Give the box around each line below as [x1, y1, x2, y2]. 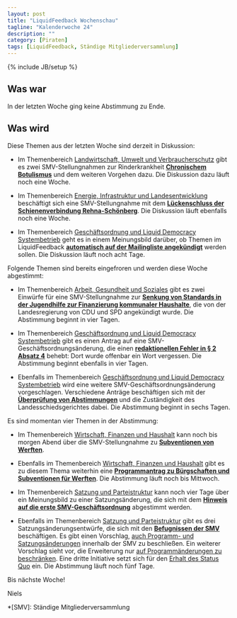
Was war [7, 83, 47, 96]
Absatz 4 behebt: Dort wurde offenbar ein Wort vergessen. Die [17, 351, 202, 360]
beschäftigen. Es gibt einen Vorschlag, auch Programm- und [17, 532, 195, 540]
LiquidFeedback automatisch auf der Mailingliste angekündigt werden [17, 242, 226, 251]
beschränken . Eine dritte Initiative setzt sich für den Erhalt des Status [17, 554, 219, 563]
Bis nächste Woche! [7, 575, 66, 584]
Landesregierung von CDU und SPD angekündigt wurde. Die [17, 307, 194, 316]
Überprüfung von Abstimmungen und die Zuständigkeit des [17, 395, 195, 404]
